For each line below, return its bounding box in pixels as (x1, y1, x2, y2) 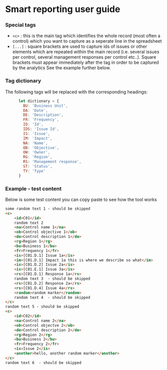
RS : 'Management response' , (23, 159, 81, 164)
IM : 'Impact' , (23, 136, 52, 141)
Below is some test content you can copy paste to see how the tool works (5, 196, 157, 202)
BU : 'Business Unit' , (23, 103, 68, 108)
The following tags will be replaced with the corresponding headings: (5, 89, 148, 95)
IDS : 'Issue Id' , (23, 127, 59, 132)
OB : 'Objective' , (23, 145, 59, 150)
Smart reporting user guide (5, 4, 120, 15)
